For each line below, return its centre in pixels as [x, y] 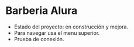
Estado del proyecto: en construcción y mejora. [71, 27]
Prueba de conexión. [39, 39]
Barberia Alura [42, 11]
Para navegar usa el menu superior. [57, 32]
